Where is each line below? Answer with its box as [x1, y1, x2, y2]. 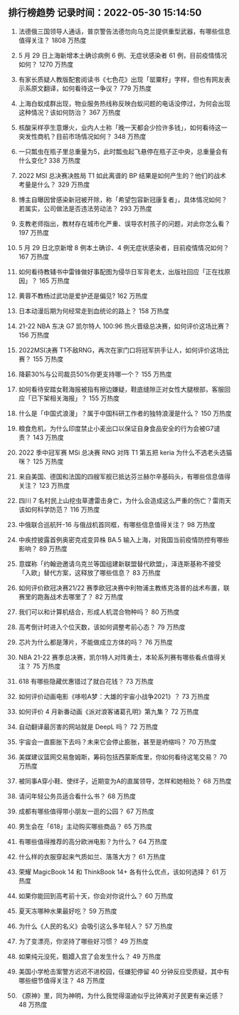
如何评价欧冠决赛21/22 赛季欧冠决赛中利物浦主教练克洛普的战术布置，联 [18, 583, 230, 592]
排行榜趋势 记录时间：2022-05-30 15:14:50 [8, 6, 202, 19]
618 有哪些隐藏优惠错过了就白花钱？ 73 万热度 [18, 677, 154, 685]
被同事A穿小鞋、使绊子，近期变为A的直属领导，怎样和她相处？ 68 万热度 [18, 776, 232, 785]
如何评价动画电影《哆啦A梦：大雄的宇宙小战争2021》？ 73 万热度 [18, 692, 211, 700]
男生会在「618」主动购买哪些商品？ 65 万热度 [18, 822, 152, 831]
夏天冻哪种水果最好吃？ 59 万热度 [18, 907, 117, 915]
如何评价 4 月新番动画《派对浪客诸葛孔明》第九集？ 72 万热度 [18, 707, 200, 716]
